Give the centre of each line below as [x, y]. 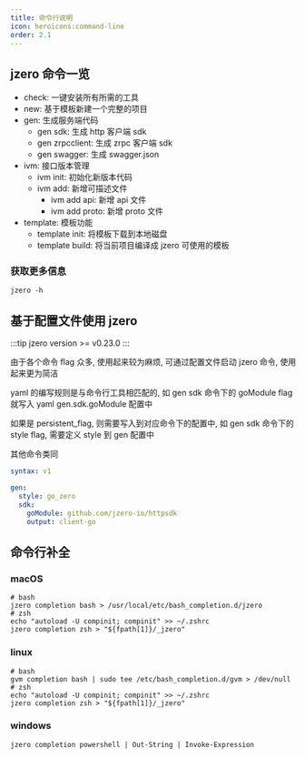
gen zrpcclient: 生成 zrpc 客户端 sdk [105, 143]
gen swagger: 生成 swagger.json [98, 155]
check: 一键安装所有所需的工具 [81, 97]
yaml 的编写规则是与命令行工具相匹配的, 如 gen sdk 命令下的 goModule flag [152, 393]
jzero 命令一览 [50, 74]
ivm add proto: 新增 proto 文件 [107, 211]
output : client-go [61, 521]
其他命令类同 [34, 454]
